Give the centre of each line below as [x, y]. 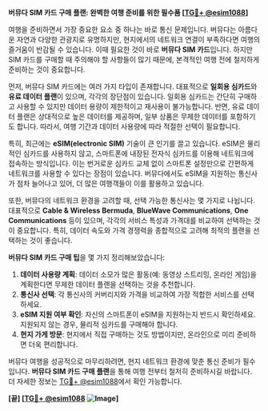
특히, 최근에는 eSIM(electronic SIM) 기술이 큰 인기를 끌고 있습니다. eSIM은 [127, 144]
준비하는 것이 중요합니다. [47, 70]
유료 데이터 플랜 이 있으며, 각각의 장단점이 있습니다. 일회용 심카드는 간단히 [122, 96]
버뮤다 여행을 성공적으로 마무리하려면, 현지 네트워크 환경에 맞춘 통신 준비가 [125, 361]
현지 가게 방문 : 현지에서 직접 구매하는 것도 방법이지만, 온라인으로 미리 [127, 334]
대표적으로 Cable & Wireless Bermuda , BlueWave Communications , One [128, 210]
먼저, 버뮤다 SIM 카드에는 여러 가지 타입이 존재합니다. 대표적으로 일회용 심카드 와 [133, 86]
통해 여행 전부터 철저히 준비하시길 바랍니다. [185, 371]
